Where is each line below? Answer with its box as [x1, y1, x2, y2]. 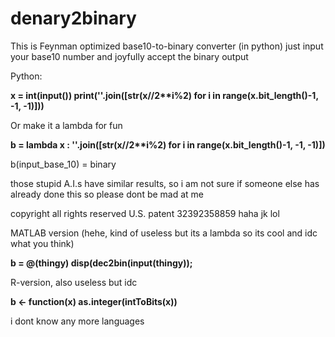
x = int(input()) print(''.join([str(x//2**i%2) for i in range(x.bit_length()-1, [10, 89, 319, 101]
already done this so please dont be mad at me [10, 188, 205, 200]
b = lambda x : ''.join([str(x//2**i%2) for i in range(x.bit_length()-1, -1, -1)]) [10, 138, 326, 151]
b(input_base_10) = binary [10, 158, 117, 170]
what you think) [10, 237, 75, 249]
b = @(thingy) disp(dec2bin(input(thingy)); [10, 257, 193, 269]
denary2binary [10, 7, 137, 30]
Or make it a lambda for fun [10, 119, 123, 131]
